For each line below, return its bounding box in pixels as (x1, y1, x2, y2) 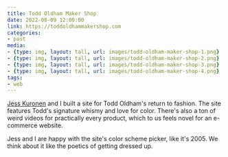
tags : (7, 74, 23, 81)
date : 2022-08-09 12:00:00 (7, 17, 84, 23)
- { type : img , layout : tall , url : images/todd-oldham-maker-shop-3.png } (7, 61, 220, 68)
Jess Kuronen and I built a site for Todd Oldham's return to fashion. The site (7, 99, 222, 107)
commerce (7, 121, 38, 129)
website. (38, 121, 63, 129)
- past (7, 36, 26, 43)
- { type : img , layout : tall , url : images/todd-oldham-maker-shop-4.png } (7, 67, 220, 74)
